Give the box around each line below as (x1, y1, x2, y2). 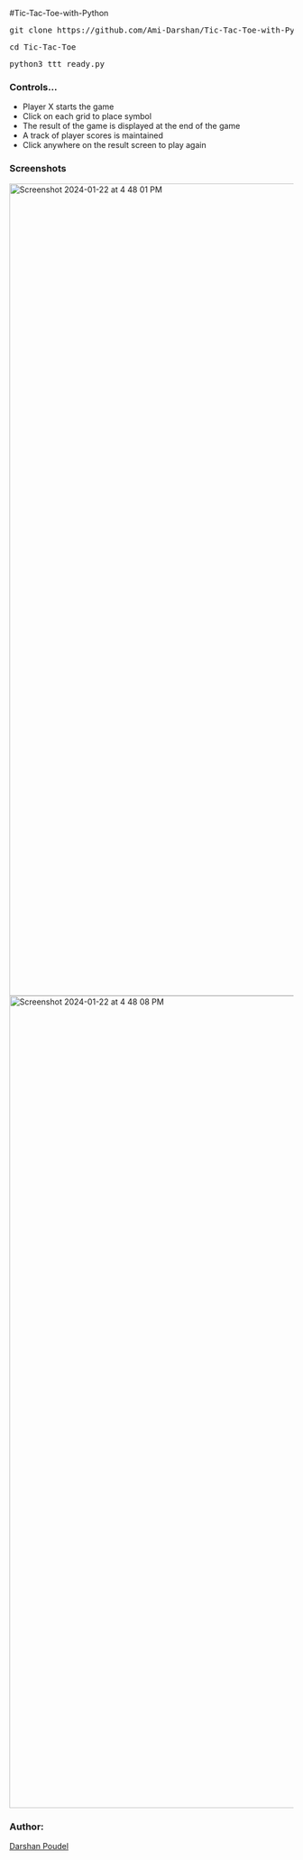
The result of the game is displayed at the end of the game (22, 121, 241, 132)
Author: (9, 1820, 44, 1833)
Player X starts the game (22, 101, 115, 112)
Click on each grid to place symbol (22, 111, 151, 122)
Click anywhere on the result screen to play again (22, 140, 207, 151)
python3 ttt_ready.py (9, 59, 106, 69)
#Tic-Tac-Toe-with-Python (9, 8, 109, 18)
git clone (9, 25, 52, 35)
